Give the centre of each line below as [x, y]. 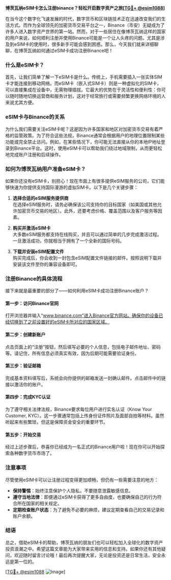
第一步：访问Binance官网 [32, 303]
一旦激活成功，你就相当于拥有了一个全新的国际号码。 [68, 241]
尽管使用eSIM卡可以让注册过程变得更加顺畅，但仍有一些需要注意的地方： [82, 480]
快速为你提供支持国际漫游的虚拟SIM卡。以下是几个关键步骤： [74, 187]
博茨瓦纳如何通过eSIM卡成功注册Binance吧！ [66, 51]
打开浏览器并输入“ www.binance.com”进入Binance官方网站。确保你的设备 [82, 315]
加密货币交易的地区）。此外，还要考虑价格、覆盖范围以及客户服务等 [87, 211]
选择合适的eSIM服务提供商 [40, 198]
